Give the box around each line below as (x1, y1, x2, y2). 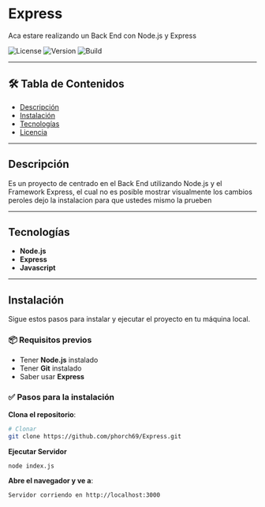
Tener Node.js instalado (19, 356, 99, 365)
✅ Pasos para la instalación (8, 392, 114, 403)
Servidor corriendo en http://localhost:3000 (8, 491, 160, 499)
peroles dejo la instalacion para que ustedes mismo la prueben (8, 195, 212, 205)
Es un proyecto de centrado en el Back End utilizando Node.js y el (8, 178, 222, 188)
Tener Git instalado (19, 363, 82, 373)
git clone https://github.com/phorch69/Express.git (8, 432, 181, 440)
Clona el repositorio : (8, 409, 77, 419)
